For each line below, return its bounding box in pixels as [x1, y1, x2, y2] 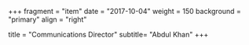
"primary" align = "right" [8, 15, 87, 24]
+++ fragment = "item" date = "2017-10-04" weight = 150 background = [8, 7, 242, 16]
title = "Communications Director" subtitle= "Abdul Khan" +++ [8, 30, 209, 39]
